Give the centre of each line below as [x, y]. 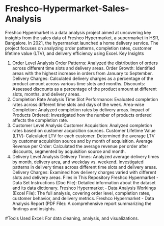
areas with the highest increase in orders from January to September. [82, 73]
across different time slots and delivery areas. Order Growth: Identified [83, 68]
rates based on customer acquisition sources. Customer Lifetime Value [84, 130]
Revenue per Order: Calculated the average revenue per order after [80, 146]
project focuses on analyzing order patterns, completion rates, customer [79, 48]
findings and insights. [34, 208]
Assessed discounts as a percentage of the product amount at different [84, 89]
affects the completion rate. [40, 120]
